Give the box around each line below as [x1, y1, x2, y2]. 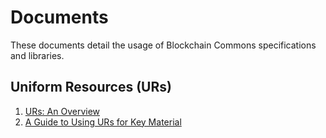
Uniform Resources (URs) [10, 79, 172, 96]
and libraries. [10, 49, 65, 61]
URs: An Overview [24, 105, 101, 117]
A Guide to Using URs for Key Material [24, 116, 182, 128]
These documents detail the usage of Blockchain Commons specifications [10, 39, 317, 51]
